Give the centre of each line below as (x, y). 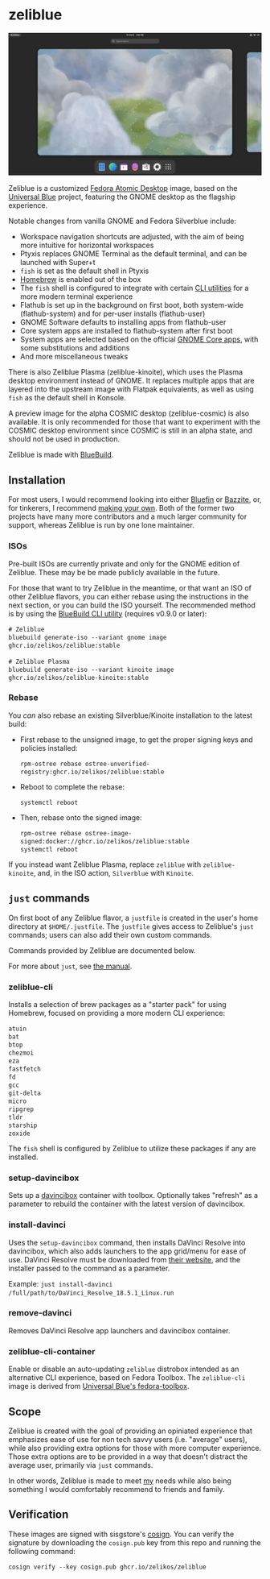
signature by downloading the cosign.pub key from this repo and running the (135, 1542)
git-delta (25, 1093)
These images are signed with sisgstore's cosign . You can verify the (121, 1534)
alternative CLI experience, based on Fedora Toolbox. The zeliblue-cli (127, 1378)
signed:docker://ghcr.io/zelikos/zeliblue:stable (105, 841)
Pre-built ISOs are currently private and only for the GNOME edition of (124, 564)
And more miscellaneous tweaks (74, 357)
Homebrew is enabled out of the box (80, 280)
